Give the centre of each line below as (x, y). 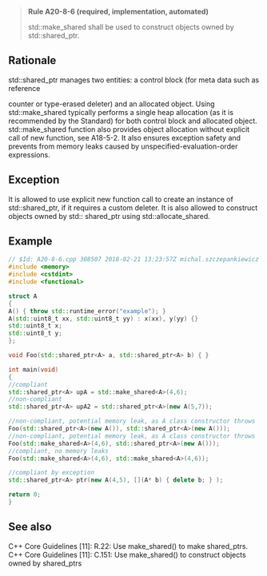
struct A (23, 296)
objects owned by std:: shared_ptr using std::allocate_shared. (109, 216)
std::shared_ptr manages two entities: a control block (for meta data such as (134, 80)
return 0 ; (25, 495)
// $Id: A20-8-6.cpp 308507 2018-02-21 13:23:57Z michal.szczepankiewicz (134, 260)
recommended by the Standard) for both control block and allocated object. (133, 121)
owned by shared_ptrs (45, 563)
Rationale (32, 60)
